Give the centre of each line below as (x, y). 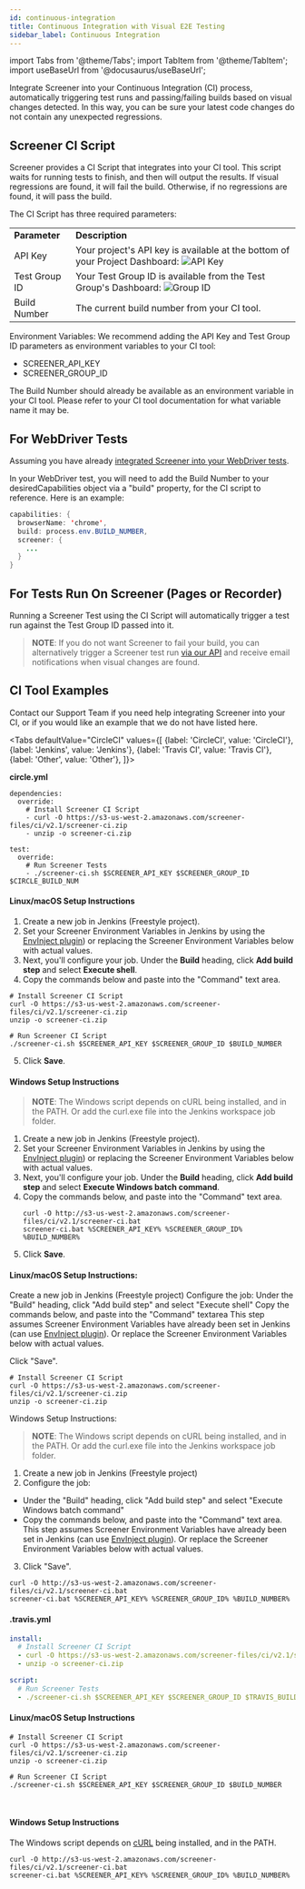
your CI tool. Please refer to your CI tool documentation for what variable (145, 400)
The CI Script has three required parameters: (93, 214)
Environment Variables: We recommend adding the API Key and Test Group (150, 337)
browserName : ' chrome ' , (62, 523)
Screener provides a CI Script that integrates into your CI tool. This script (145, 167)
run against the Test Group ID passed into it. (92, 625)
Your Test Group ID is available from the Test (171, 277)
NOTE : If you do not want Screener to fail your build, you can (146, 642)
